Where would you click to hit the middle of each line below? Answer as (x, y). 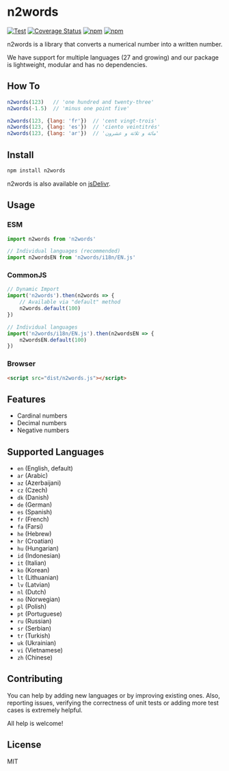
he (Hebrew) (34, 534)
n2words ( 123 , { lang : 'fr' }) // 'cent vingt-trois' (82, 121)
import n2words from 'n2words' (52, 239)
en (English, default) (45, 468)
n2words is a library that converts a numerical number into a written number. (115, 44)
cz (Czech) (32, 490)
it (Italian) (31, 563)
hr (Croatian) (35, 541)
